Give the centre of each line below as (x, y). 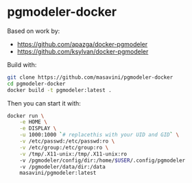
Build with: (22, 64)
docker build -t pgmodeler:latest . (59, 90)
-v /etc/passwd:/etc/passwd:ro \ (67, 141)
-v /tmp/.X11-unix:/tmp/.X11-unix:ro (73, 154)
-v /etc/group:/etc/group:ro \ (64, 147)
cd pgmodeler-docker (37, 84)
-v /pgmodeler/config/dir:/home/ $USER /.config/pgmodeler (103, 160)
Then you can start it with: (44, 103)
